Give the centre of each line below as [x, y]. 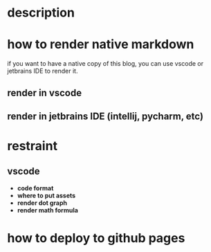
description [41, 13]
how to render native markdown [101, 45]
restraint [32, 146]
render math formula [47, 210]
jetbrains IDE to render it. [43, 71]
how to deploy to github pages [96, 238]
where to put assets [46, 195]
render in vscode [44, 92]
